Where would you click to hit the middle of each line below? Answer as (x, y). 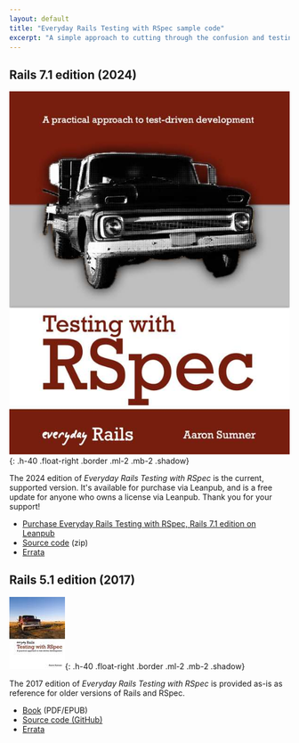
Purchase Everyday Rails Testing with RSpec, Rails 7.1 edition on (139, 524)
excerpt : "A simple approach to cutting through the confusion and (137, 37)
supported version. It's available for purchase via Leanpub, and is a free (141, 488)
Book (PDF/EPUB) (55, 710)
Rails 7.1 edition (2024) (73, 74)
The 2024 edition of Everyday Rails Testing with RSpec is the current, (137, 478)
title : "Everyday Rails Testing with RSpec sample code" (117, 28)
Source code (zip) (55, 543)
